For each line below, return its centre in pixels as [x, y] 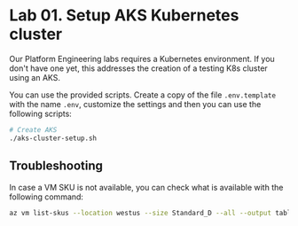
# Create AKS [33, 129]
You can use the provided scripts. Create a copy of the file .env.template [143, 95]
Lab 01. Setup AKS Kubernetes [124, 16]
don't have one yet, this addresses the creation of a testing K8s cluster [138, 68]
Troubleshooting [56, 166]
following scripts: [41, 113]
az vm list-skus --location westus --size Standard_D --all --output [141, 213]
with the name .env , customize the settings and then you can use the [135, 104]
